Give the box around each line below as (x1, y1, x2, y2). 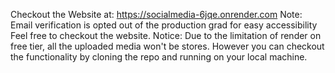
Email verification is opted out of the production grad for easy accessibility (10, 19, 318, 31)
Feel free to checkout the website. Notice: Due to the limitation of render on (10, 30, 322, 41)
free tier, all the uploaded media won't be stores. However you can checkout (10, 40, 325, 52)
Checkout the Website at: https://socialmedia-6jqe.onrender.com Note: (10, 9, 303, 20)
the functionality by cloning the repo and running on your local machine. (10, 51, 308, 63)
